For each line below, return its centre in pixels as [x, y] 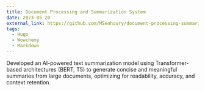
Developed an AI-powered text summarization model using [80, 63]
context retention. [29, 82]
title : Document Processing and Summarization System [76, 12]
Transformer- [172, 63]
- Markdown [26, 46]
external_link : [26, 23]
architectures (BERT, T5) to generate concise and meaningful [100, 69]
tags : [13, 29]
